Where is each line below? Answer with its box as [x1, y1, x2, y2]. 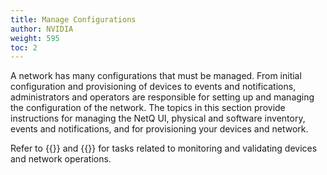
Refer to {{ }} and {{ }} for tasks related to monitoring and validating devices [10, 142, 318, 155]
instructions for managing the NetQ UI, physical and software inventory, [10, 112, 306, 125]
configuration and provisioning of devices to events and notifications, [10, 81, 297, 93]
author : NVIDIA [10, 24, 74, 34]
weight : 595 [10, 33, 60, 43]
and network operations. [10, 153, 112, 165]
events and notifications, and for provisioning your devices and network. [10, 123, 309, 135]
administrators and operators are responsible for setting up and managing [10, 91, 315, 103]
